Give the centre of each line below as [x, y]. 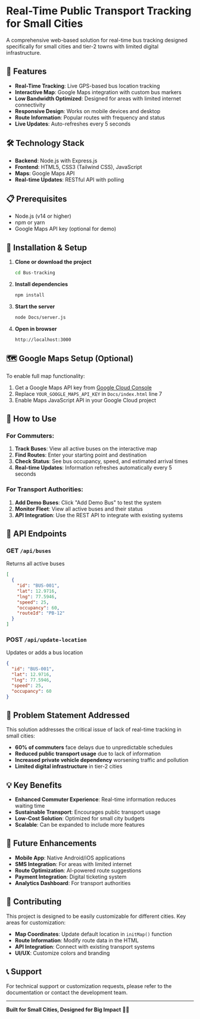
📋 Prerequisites [37, 199]
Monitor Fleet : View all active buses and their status [79, 509]
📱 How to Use [31, 419]
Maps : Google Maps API [45, 173]
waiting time [30, 806]
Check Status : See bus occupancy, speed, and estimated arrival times [101, 461]
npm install [29, 295]
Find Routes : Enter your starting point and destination [81, 455]
